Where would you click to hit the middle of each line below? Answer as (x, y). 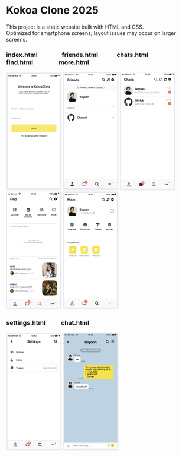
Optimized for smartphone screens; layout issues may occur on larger (91, 33)
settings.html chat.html (48, 322)
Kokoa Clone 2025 (52, 10)
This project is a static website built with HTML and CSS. (75, 27)
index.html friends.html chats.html (77, 55)
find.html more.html (48, 62)
